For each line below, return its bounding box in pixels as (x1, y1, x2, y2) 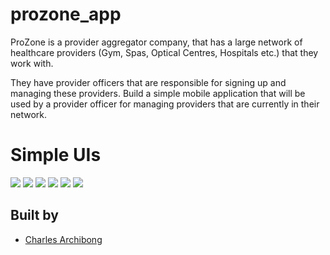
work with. (10, 57, 54, 69)
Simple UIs (10, 144, 102, 167)
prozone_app (10, 3, 122, 26)
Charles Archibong (24, 233, 103, 245)
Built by (10, 207, 59, 224)
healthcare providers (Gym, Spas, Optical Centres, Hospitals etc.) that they (10, 46, 319, 58)
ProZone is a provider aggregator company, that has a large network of (10, 36, 303, 48)
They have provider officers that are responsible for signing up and (10, 76, 287, 88)
